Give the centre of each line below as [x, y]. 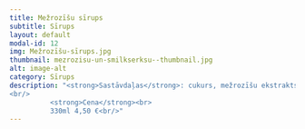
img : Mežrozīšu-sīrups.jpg [60, 52]
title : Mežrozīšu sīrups [56, 18]
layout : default [40, 35]
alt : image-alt [38, 69]
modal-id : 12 [34, 43]
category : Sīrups [42, 77]
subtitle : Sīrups [42, 26]
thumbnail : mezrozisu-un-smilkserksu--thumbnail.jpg [111, 60]
